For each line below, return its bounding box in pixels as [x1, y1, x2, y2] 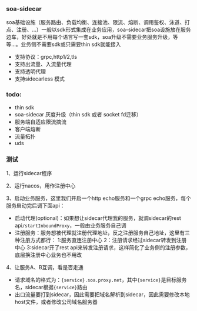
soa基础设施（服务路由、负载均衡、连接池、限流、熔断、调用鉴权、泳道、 [6, 19, 185, 26]
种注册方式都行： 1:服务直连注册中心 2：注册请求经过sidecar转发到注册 [14, 236, 187, 243]
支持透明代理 [14, 68, 46, 75]
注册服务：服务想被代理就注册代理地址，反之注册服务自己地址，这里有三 [14, 229, 190, 236]
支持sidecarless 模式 [14, 75, 65, 82]
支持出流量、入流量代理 [14, 61, 72, 68]
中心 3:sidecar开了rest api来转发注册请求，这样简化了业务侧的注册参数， [14, 243, 191, 251]
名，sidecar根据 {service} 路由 [14, 283, 88, 290]
